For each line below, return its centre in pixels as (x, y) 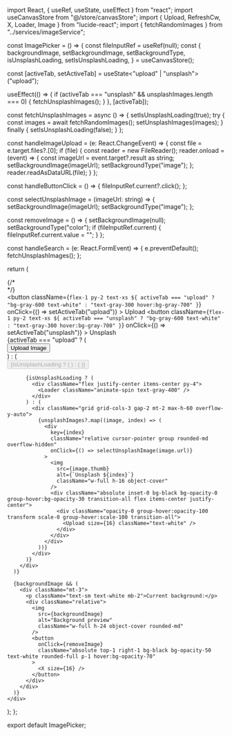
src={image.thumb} (83, 469)
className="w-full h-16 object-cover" (112, 481)
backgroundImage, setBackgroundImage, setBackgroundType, (96, 53)
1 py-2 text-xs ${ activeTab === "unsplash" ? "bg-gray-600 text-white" (114, 318)
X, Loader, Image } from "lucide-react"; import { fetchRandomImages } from (115, 25)
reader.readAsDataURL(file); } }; (52, 173)
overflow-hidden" (32, 445)
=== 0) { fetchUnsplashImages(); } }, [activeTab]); (78, 102)
